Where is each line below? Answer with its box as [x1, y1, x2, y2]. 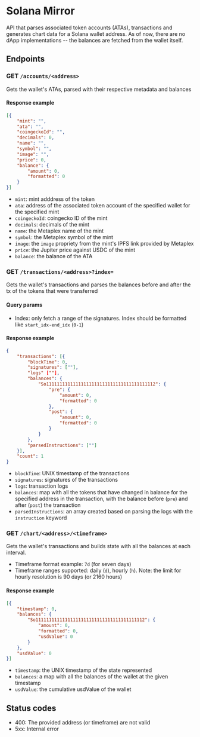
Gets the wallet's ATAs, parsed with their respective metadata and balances [6, 85, 192, 93]
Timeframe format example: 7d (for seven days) [14, 561, 132, 568]
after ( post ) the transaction [14, 501, 81, 509]
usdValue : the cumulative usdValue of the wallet [14, 686, 132, 693]
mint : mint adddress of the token [14, 195, 95, 203]
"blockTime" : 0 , [27, 359, 68, 365]
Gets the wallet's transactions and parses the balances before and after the [6, 281, 191, 288]
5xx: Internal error [14, 725, 60, 733]
